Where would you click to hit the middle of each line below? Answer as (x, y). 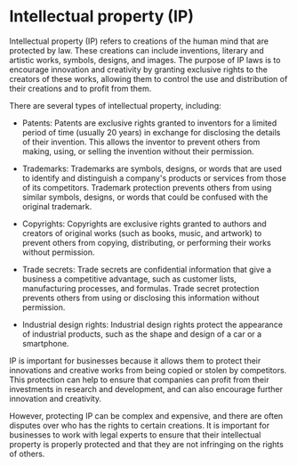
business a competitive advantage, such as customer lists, (129, 279)
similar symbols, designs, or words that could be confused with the (145, 197)
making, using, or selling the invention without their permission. (138, 151)
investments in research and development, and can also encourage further (146, 388)
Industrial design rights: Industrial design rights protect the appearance (152, 324)
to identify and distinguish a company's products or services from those (154, 178)
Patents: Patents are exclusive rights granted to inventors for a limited (149, 123)
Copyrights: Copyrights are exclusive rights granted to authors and (144, 224)
